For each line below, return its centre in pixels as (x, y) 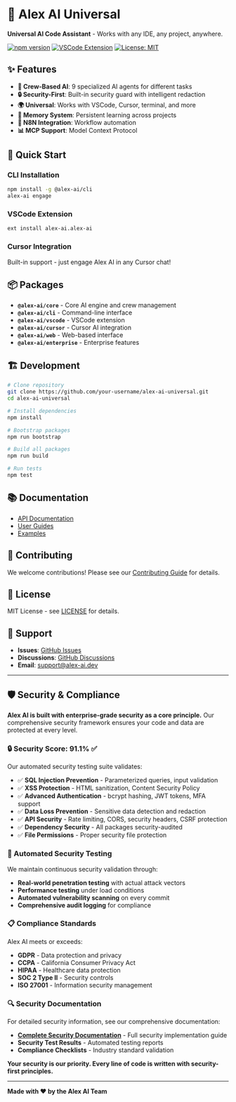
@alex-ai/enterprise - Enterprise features (78, 343)
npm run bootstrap (34, 437)
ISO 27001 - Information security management (85, 985)
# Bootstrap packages (39, 430)
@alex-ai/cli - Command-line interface (75, 313)
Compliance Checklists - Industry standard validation (96, 1050)
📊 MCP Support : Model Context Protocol (77, 130)
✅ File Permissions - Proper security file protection (92, 835)
